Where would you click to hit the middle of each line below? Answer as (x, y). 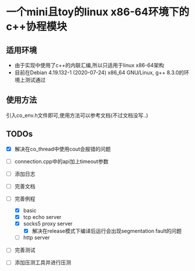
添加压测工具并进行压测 (43, 263)
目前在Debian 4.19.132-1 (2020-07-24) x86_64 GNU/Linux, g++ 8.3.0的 (99, 73)
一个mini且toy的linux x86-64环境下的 (98, 12)
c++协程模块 (36, 27)
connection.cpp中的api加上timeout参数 (62, 161)
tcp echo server (42, 217)
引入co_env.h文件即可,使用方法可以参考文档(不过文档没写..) (77, 115)
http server (36, 238)
